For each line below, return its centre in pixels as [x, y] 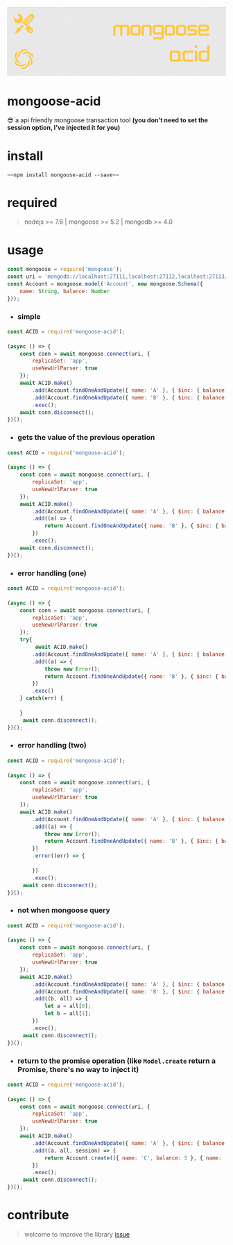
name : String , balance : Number [65, 291]
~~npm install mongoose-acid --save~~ [63, 175]
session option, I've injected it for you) [64, 128]
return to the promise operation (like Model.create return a [116, 1061]
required [32, 203]
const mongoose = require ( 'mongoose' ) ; [65, 270]
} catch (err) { [42, 698]
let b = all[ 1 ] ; [68, 1014]
